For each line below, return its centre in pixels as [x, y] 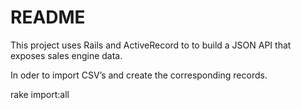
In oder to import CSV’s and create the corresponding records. [139, 75]
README [48, 17]
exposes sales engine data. [66, 55]
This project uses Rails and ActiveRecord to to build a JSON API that [151, 45]
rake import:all [40, 94]
